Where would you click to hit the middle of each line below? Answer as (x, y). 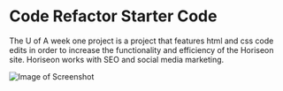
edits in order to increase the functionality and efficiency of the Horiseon (141, 49)
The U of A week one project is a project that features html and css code (141, 41)
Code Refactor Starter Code (113, 16)
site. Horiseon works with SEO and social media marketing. (117, 59)
